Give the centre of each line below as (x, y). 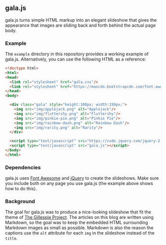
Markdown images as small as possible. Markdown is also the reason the (79, 228)
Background (20, 202)
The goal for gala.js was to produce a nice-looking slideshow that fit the (78, 212)
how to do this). (21, 189)
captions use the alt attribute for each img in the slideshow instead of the (80, 233)
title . (11, 238)
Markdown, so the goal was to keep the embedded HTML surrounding (77, 223)
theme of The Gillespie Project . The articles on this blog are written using (80, 217)
